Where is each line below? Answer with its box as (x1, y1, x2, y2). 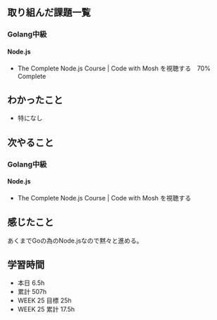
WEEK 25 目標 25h (17, 296, 72, 305)
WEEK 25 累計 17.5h (17, 305, 75, 314)
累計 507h (17, 288, 47, 296)
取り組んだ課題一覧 (7, 6, 91, 19)
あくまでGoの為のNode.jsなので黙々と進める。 (7, 236, 143, 245)
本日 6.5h (17, 279, 45, 287)
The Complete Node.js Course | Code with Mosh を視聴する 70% (17, 64, 211, 72)
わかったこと (7, 94, 63, 105)
